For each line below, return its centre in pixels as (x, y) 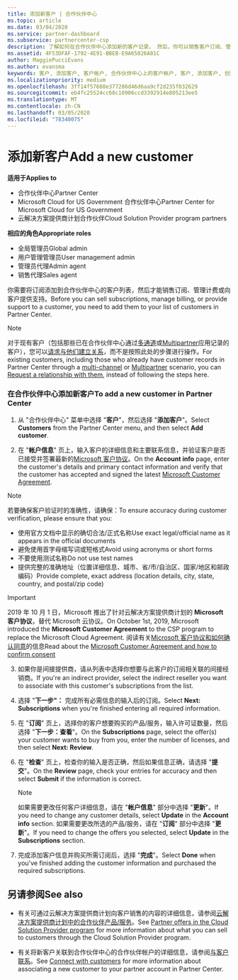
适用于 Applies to (32, 177)
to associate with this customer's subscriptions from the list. (105, 686)
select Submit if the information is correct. (79, 779)
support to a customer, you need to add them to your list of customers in (113, 306)
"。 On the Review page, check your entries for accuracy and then (120, 771)
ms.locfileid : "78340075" (45, 119)
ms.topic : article (34, 21)
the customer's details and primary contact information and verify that (120, 467)
